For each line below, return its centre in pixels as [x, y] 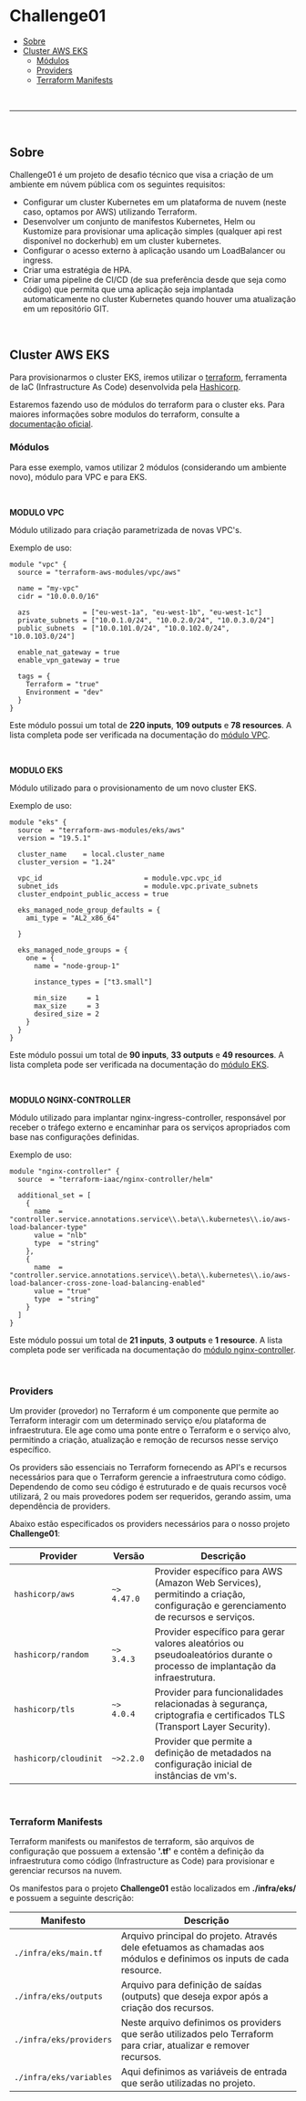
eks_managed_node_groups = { [73, 950]
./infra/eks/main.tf [58, 1953]
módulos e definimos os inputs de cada [205, 1959]
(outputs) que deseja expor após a [194, 1997]
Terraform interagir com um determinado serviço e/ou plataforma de [138, 1421]
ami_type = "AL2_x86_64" [73, 918]
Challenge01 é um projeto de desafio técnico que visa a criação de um [142, 174]
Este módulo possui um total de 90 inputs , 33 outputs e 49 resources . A [147, 1054]
